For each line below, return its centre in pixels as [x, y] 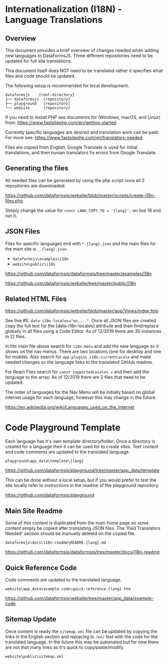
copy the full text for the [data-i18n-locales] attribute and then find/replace [82, 326]
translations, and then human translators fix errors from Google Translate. [81, 153]
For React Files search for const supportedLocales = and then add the [77, 372]
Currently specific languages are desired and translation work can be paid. [82, 132]
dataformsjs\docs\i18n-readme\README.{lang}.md [56, 543]
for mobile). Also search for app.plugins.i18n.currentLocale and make [78, 357]
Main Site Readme [34, 511]
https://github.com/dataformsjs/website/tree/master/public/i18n [71, 283]
